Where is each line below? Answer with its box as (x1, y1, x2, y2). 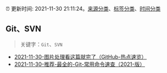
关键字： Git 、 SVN (20, 41, 63, 48)
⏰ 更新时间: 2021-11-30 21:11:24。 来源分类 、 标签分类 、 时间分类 (5, 5, 161, 12)
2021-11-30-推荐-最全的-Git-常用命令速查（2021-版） (14, 61, 145, 68)
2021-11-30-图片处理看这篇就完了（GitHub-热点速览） (14, 53, 147, 60)
